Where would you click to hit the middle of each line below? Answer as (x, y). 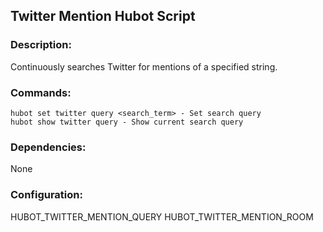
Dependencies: (48, 147)
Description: (41, 45)
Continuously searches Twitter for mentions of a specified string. (144, 66)
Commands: (41, 92)
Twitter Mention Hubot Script (103, 16)
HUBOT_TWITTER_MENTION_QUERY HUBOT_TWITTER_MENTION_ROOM (162, 216)
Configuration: (46, 195)
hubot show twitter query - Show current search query (127, 122)
